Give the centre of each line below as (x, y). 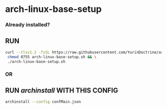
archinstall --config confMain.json (43, 102)
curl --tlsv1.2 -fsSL (28, 52)
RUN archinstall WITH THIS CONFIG (62, 90)
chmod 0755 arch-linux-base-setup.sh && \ (52, 57)
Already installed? (28, 25)
